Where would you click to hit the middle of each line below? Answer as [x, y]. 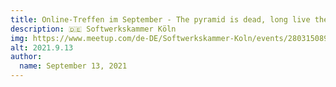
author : [26, 57]
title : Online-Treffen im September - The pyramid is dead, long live [160, 19]
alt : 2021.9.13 [42, 47]
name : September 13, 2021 [73, 66]
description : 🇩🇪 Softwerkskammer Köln [93, 29]
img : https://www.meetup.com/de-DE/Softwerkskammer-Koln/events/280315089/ [171, 38]
